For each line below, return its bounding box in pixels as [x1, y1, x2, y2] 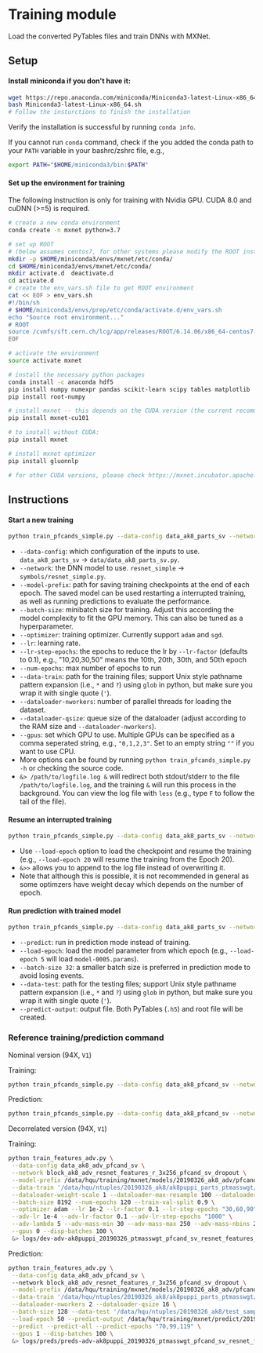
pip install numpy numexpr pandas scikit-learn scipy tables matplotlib [8, 385, 250, 393]
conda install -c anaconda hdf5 [8, 378, 113, 386]
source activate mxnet [8, 357, 82, 365]
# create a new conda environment [8, 219, 121, 227]
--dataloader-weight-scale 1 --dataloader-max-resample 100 [11, 1191, 212, 1198]
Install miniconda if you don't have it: [8, 76, 131, 86]
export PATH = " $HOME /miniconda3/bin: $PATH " [8, 161, 149, 170]
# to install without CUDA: [8, 429, 100, 436]
